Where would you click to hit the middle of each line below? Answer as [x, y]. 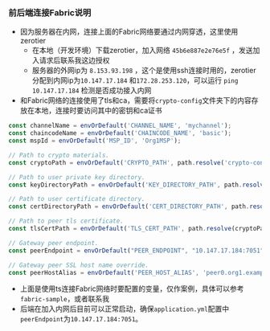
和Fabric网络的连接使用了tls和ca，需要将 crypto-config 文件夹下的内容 [135, 100]
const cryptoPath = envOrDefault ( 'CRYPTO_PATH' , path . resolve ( [117, 162]
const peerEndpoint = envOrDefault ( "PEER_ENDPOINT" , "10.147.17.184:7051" [136, 251]
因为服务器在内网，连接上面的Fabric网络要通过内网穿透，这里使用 [129, 32]
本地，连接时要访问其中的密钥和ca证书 [98, 111]
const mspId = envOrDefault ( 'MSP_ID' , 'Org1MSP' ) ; [95, 141]
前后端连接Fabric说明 [50, 12]
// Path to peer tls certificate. [66, 221]
